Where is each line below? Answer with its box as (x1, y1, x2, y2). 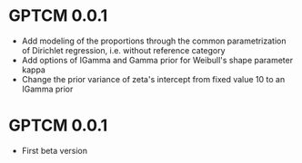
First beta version (21, 145, 88, 156)
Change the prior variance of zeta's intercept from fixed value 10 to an (21, 73, 286, 84)
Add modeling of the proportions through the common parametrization (21, 35, 287, 46)
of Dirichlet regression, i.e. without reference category (21, 44, 226, 55)
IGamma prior (21, 83, 74, 94)
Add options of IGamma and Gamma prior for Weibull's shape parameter (21, 54, 293, 65)
